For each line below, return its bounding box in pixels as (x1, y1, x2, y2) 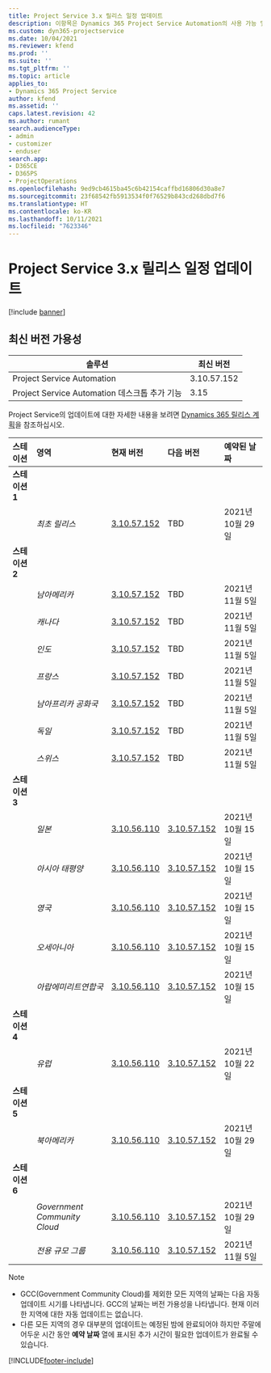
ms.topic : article (8, 72, 70, 80)
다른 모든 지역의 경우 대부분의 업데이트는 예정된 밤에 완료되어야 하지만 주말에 (19, 1319, 262, 1329)
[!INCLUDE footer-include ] (8, 1355, 94, 1365)
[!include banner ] (8, 307, 66, 317)
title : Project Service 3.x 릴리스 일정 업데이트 (8, 11, 164, 20)
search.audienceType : (8, 125, 81, 133)
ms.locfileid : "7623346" (8, 222, 92, 230)
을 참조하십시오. (15, 420, 65, 429)
